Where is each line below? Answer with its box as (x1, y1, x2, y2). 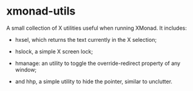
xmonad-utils (6, 4, 76, 18)
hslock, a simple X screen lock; (15, 47, 93, 55)
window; (15, 66, 37, 73)
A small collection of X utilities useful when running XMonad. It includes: (6, 24, 187, 32)
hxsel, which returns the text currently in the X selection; (15, 36, 157, 43)
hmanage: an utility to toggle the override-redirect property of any (15, 59, 181, 67)
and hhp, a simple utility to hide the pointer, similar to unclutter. (15, 78, 173, 85)
